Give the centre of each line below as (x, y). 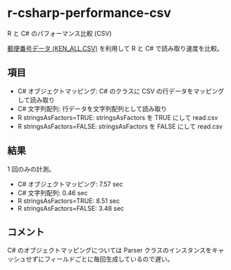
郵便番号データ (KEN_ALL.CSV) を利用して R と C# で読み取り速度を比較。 (115, 48)
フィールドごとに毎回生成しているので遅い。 (109, 259)
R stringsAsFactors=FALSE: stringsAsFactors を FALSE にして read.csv (120, 126)
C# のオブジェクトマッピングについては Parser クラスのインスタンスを (110, 250)
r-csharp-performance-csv (89, 13)
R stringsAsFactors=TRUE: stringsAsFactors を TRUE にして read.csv (118, 117)
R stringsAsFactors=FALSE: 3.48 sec (71, 208)
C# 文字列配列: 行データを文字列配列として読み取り (92, 109)
